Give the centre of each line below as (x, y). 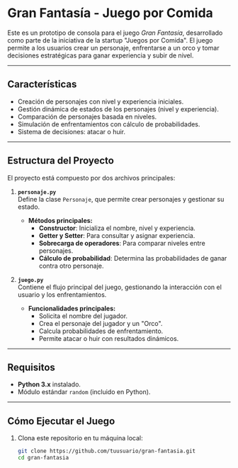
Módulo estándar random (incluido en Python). (84, 392)
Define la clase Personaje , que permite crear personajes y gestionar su (121, 199)
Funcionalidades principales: (72, 308)
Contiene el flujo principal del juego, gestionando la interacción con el (119, 287)
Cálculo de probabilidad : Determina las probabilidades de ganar (133, 258)
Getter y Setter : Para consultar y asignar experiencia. (117, 235)
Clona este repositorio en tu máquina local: (80, 438)
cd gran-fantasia (43, 458)
